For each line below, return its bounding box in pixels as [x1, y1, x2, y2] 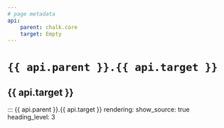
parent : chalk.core [20, 23, 78, 31]
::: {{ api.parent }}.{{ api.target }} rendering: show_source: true [7, 105, 190, 114]
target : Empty [20, 30, 62, 38]
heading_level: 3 [7, 113, 55, 122]
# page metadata [7, 10, 55, 18]
